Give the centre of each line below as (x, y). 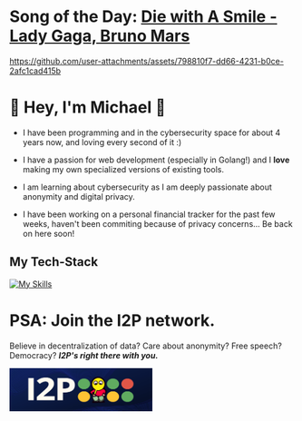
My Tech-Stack (54, 262)
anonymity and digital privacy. (79, 196)
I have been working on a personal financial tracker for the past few (149, 214)
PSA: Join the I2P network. (112, 320)
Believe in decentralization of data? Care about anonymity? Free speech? (146, 346)
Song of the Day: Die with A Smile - (144, 17)
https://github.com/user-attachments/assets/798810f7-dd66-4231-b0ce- (146, 61)
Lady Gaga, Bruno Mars (100, 36)
